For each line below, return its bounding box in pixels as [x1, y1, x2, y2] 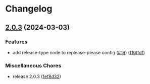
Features [5, 38, 28, 45]
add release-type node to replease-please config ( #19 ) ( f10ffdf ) [12, 49, 145, 55]
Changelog [5, 3, 53, 15]
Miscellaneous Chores [5, 62, 62, 69]
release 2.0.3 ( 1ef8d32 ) [12, 73, 62, 79]
